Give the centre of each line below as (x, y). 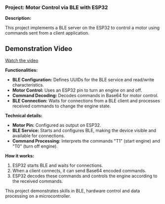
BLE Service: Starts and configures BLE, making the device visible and (84, 131)
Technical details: (24, 116)
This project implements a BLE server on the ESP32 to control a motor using (82, 28)
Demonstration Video (39, 49)
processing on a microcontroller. (38, 196)
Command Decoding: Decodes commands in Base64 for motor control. (85, 96)
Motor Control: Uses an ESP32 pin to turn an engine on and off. (77, 90)
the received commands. (38, 181)
